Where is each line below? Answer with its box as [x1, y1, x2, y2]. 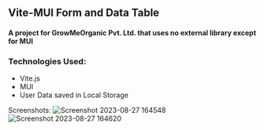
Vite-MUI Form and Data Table [8, 6, 160, 20]
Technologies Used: [8, 56, 87, 67]
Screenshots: [8, 106, 51, 115]
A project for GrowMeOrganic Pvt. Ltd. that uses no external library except [8, 27, 257, 38]
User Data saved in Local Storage [19, 90, 128, 100]
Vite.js [19, 74, 41, 83]
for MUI [8, 36, 34, 45]
